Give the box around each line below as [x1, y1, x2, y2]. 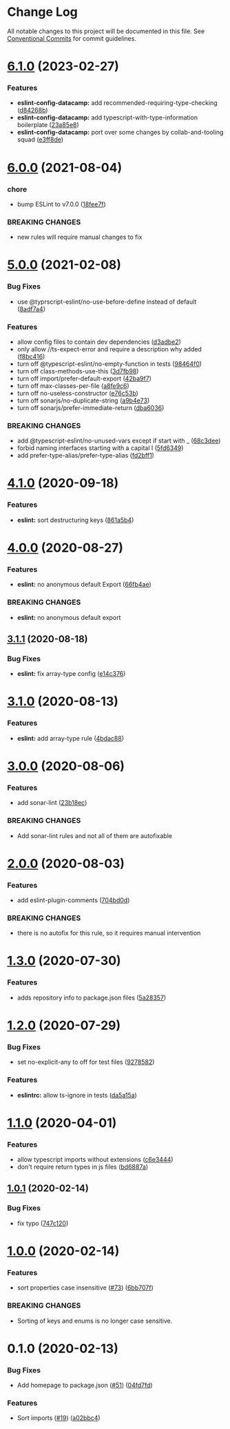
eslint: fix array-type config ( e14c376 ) [17, 670, 126, 678]
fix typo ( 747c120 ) [17, 1219, 69, 1227]
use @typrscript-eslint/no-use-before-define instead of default [17, 298, 197, 306]
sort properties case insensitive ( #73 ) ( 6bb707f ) [17, 1283, 154, 1292]
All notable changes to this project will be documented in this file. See [7, 27, 205, 35]
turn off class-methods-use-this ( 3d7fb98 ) [17, 367, 139, 375]
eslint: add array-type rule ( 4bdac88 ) [17, 734, 125, 742]
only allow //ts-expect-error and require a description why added [17, 344, 202, 353]
